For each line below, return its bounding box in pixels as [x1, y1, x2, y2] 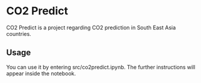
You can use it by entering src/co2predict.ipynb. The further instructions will [6, 63, 196, 70]
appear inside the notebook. [6, 70, 76, 77]
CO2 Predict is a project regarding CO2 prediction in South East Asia [6, 24, 176, 31]
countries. [6, 30, 31, 37]
